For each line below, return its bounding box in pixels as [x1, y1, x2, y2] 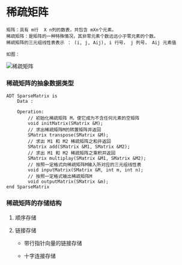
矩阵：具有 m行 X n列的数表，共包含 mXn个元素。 [6, 26, 117, 33]
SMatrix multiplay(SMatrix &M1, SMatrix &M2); [28, 156, 147, 162]
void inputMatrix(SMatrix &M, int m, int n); [28, 167, 144, 173]
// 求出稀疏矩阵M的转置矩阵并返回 [28, 127, 102, 133]
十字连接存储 [23, 252, 56, 259]
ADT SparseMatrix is [6, 93, 58, 99]
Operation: [17, 109, 44, 115]
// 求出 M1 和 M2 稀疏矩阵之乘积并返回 [28, 150, 116, 156]
